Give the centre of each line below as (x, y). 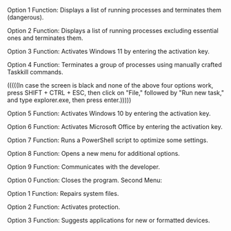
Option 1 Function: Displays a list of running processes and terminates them (114, 10)
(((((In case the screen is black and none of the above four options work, (110, 85)
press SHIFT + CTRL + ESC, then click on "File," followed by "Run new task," (115, 93)
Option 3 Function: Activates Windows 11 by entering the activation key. (109, 51)
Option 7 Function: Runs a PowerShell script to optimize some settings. (108, 140)
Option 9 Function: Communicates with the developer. (84, 167)
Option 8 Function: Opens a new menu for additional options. (94, 153)
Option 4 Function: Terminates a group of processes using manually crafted (114, 64)
